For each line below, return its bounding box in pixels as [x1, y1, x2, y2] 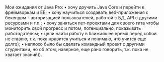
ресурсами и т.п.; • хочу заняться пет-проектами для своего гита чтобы [5, 20, 159, 26]
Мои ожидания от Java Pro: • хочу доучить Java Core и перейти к [5, 4, 145, 10]
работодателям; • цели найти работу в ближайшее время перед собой [5, 31, 157, 36]
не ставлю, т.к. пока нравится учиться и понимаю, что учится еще [5, 36, 147, 42]
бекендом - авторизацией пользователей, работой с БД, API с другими [5, 15, 158, 20]
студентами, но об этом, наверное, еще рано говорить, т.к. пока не [5, 47, 149, 52]
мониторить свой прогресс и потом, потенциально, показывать [5, 25, 141, 31]
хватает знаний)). [5, 52, 42, 58]
